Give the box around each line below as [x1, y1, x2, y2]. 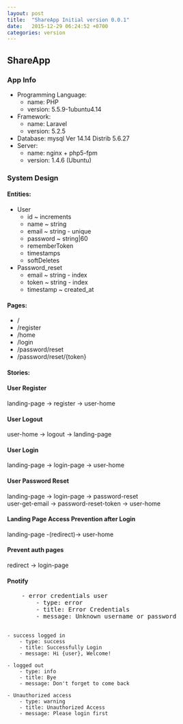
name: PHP [27, 97, 59, 106]
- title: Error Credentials [36, 606, 130, 614]
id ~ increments [27, 213, 72, 221]
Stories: [7, 368, 31, 377]
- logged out [7, 662, 44, 669]
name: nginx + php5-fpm [27, 149, 98, 157]
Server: [16, 141, 38, 149]
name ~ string [27, 220, 67, 228]
